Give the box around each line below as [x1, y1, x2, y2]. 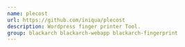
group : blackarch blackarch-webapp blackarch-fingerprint [7, 29, 178, 37]
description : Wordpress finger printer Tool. [7, 23, 141, 30]
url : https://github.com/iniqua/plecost [7, 17, 126, 23]
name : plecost [7, 10, 49, 17]
